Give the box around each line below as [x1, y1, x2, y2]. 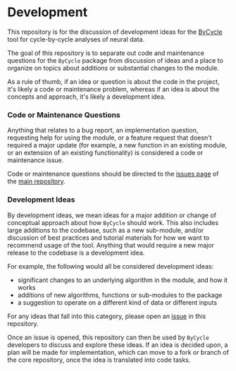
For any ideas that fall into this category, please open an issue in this [7, 312, 206, 320]
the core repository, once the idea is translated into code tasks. [7, 355, 191, 364]
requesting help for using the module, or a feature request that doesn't [7, 133, 213, 142]
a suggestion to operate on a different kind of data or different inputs [17, 298, 217, 307]
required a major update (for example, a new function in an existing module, [7, 141, 228, 150]
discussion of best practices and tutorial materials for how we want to [7, 233, 210, 242]
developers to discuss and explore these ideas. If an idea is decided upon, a [7, 340, 228, 349]
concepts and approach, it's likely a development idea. [7, 92, 166, 101]
